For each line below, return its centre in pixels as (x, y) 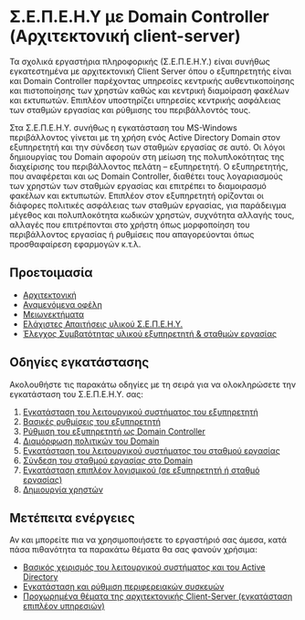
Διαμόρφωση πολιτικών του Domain (91, 441)
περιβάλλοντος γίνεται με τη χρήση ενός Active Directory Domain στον (145, 137)
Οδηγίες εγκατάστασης (79, 363)
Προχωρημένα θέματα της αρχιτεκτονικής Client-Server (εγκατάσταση (158, 596)
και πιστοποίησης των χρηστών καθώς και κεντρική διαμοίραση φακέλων (150, 90)
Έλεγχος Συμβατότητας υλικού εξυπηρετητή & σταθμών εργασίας (149, 333)
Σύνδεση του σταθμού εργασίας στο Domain (108, 460)
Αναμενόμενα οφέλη (62, 304)
